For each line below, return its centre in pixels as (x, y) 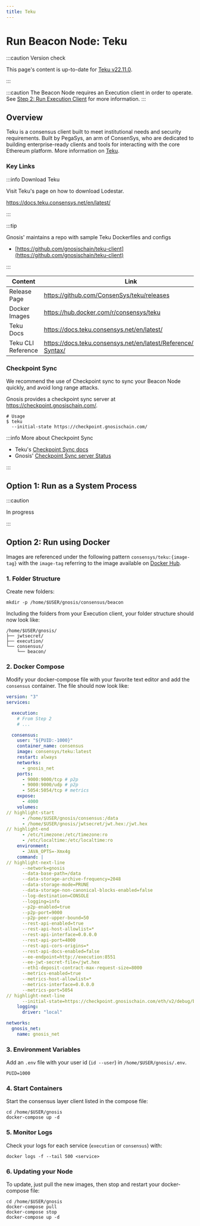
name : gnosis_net (38, 1034)
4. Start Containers (34, 1088)
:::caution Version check (36, 58)
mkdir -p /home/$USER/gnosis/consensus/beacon (65, 602)
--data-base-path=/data (51, 874)
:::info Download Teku (33, 179)
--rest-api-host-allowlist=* (58, 929)
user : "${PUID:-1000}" (45, 740)
